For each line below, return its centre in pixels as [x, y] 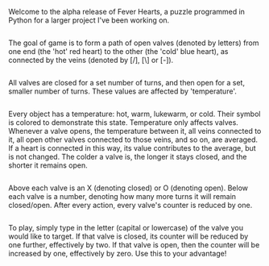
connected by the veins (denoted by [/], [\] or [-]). [91, 60]
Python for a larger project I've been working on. [89, 20]
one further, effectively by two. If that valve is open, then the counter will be [134, 245]
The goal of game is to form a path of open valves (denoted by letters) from [134, 43]
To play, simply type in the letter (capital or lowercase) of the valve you [126, 228]
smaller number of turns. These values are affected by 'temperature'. [123, 91]
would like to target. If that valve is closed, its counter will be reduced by [128, 236]
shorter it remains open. [48, 165]
